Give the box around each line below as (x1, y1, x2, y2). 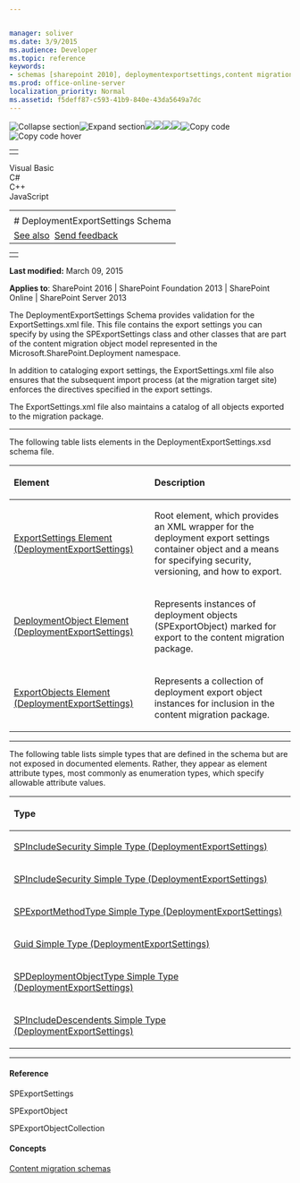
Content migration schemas (9, 1163, 112, 1174)
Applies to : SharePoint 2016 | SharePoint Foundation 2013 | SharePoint (9, 283, 271, 294)
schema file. (9, 446, 55, 456)
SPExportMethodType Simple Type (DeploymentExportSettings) (13, 905, 283, 917)
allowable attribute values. (9, 777, 106, 787)
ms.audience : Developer (9, 46, 98, 55)
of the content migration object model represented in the (9, 337, 218, 349)
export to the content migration (154, 631, 285, 643)
